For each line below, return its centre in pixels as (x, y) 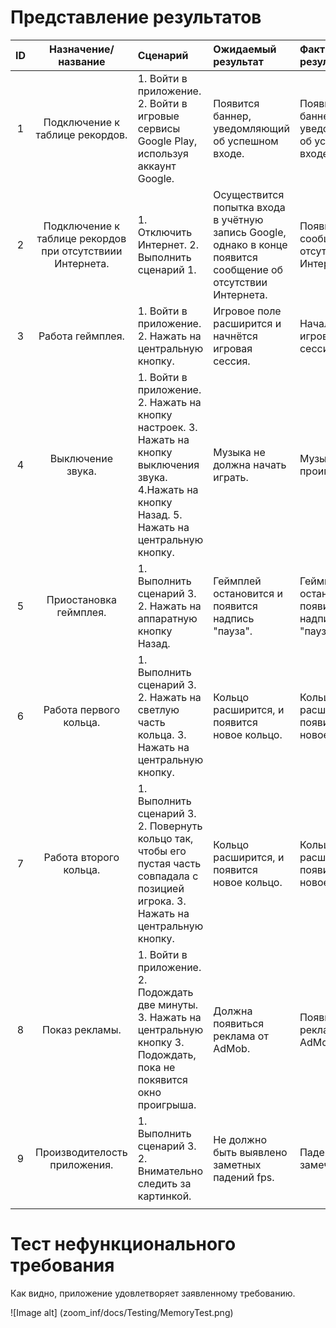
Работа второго (81, 857)
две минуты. (168, 1004)
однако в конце (250, 244)
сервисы (159, 128)
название (82, 61)
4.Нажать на (168, 489)
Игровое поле (247, 311)
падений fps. (244, 1177)
